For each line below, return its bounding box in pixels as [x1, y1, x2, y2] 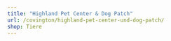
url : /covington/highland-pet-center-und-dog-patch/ [7, 17, 165, 24]
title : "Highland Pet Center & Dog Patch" [7, 10, 133, 17]
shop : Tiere [7, 23, 42, 30]
